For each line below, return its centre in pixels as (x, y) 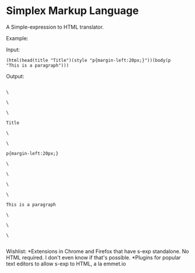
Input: (13, 49)
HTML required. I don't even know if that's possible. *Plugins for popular (93, 257)
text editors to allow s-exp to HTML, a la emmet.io (66, 264)
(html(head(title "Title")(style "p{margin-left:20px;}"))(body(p (88, 60)
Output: (15, 76)
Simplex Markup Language (72, 11)
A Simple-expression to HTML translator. (55, 27)
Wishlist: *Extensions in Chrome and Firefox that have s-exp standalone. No (97, 251)
